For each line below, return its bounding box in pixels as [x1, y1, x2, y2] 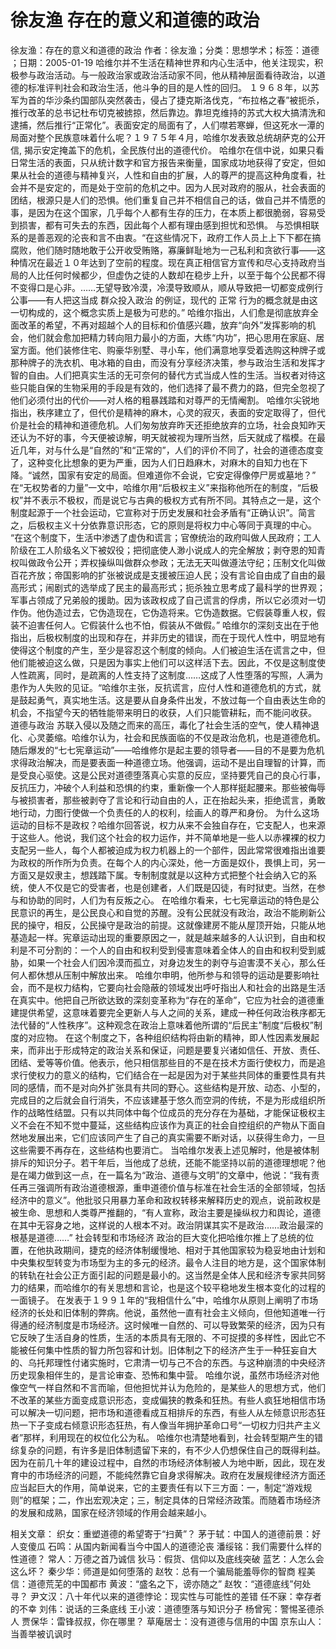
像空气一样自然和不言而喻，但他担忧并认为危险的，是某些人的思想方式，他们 [10, 1381, 326, 1393]
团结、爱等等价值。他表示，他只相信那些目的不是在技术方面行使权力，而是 [10, 1056, 317, 1068]
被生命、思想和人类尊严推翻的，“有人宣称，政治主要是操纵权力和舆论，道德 [10, 1206, 322, 1218]
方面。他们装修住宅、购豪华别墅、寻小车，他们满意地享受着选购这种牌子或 [18, 344, 326, 356]
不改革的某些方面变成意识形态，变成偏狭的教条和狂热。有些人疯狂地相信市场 [10, 1394, 326, 1406]
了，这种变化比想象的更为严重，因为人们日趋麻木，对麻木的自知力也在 [10, 456, 300, 468]
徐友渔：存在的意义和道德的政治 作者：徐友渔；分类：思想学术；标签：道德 [10, 44, 320, 56]
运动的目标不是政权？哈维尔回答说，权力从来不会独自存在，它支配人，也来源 [10, 819, 326, 831]
